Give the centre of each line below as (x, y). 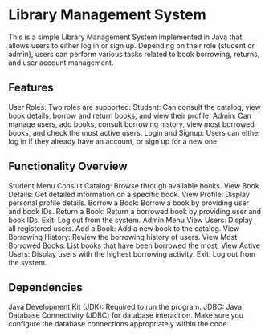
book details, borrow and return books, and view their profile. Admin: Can (130, 115)
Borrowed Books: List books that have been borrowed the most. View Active (134, 245)
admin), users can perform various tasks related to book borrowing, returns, (134, 54)
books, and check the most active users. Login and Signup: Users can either (134, 132)
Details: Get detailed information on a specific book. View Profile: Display (129, 194)
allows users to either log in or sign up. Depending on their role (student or (132, 45)
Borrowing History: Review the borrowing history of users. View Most (123, 237)
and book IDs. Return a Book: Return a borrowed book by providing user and (135, 211)
